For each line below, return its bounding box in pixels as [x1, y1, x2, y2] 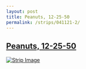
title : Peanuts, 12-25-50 [6, 14, 70, 20]
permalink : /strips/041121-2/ [6, 19, 81, 25]
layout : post [6, 8, 38, 15]
